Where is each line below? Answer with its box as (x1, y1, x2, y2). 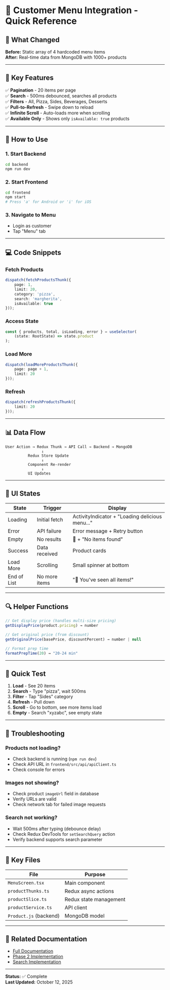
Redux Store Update (27, 453, 69, 458)
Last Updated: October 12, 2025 (5, 979, 73, 985)
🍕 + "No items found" (72, 536, 123, 543)
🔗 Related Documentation (5, 934, 88, 943)
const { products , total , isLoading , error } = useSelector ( (5, 329, 137, 334)
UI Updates (27, 470, 51, 476)
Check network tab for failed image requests (12, 801, 106, 807)
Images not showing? (5, 779, 59, 786)
